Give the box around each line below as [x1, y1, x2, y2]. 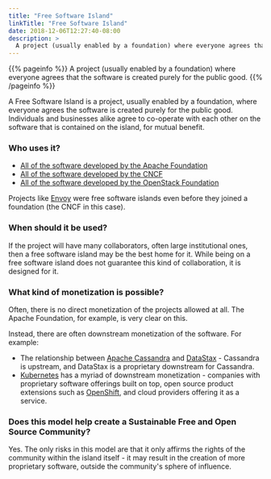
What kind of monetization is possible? [8, 286, 165, 298]
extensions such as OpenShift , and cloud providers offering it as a [19, 388, 240, 398]
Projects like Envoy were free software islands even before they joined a [8, 194, 248, 203]
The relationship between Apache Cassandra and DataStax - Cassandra [19, 353, 260, 363]
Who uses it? [8, 143, 60, 154]
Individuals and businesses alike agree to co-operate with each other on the [8, 114, 261, 123]
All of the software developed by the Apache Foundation [19, 160, 208, 170]
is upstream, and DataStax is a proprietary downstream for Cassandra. [19, 362, 255, 372]
